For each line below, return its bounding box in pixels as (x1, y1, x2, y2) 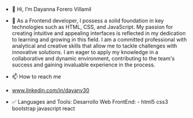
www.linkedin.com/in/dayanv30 (11, 87, 90, 94)
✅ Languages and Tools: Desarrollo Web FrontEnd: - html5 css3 (11, 98, 168, 105)
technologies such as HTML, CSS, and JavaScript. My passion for (11, 24, 173, 30)
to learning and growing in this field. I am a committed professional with (11, 36, 187, 43)
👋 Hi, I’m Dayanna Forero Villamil (11, 6, 92, 12)
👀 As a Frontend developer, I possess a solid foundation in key (11, 17, 164, 24)
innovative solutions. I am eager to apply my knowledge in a (11, 49, 159, 56)
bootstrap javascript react (11, 105, 75, 112)
